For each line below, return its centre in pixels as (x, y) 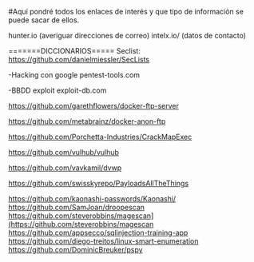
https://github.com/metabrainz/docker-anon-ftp (87, 121)
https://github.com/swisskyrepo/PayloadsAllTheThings (99, 183)
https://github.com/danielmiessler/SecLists (79, 60)
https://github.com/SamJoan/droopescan (77, 207)
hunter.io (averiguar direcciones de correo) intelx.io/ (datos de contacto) (127, 36)
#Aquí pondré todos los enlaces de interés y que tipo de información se (126, 12)
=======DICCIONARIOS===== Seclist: (75, 51)
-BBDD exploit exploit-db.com (58, 90)
